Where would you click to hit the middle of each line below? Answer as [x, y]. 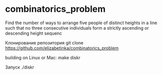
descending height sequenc [34, 33]
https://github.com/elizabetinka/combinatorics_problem [62, 48]
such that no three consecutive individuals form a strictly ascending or [77, 28]
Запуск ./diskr [20, 67]
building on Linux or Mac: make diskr [43, 57]
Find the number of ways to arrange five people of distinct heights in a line [81, 23]
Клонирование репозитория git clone [44, 42]
